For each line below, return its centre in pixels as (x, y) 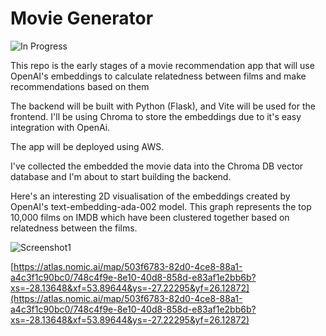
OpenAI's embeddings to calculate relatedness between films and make (158, 76)
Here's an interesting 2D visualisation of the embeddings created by (150, 196)
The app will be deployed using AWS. (87, 146)
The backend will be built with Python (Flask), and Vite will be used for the (163, 106)
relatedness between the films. (74, 228)
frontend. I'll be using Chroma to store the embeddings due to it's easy (156, 116)
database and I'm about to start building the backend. (121, 176)
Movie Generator (82, 18)
